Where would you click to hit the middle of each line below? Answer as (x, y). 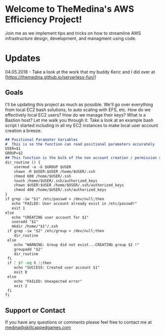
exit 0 (21, 272)
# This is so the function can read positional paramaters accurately (80, 144)
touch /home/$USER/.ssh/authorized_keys (56, 181)
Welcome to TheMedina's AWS (69, 9)
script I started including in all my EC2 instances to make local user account (82, 125)
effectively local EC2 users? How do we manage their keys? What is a (75, 115)
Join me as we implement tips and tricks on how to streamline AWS (73, 33)
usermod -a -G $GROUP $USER (42, 167)
